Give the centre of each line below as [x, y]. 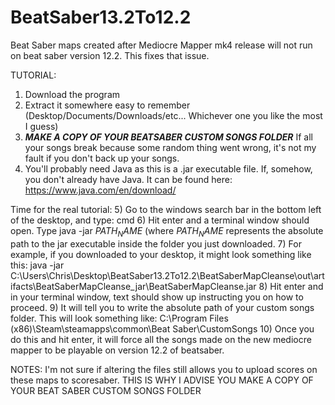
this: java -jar [37, 265]
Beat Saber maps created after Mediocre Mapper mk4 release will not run [161, 45]
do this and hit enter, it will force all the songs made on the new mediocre [161, 339]
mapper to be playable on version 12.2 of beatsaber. [117, 350]
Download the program [72, 94]
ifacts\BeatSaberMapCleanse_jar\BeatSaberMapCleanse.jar [133, 286]
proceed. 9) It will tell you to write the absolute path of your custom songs [162, 307]
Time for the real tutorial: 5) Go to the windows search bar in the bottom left [166, 209]
